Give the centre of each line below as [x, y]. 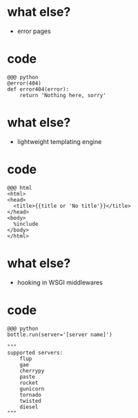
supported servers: [35, 353]
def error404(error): [38, 89]
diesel [29, 407]
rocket [29, 383]
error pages [34, 31]
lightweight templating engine [59, 141]
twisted [30, 401]
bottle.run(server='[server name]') [60, 335]
